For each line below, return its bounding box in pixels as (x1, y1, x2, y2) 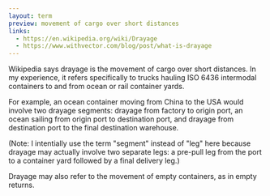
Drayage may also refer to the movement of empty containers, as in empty (8, 172, 257, 181)
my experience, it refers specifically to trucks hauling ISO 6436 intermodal (8, 73, 257, 83)
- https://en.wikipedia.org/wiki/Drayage (15, 34, 158, 43)
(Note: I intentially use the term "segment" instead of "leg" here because (8, 138, 251, 148)
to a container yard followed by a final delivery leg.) (8, 156, 180, 166)
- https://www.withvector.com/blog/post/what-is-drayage (15, 42, 212, 50)
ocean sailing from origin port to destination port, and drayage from (8, 114, 234, 124)
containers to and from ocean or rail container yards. (8, 82, 185, 92)
